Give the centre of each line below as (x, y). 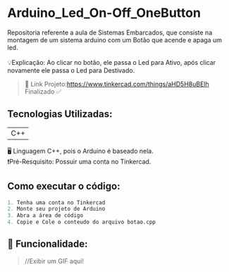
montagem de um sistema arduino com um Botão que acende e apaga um (114, 39)
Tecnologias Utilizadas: (60, 114)
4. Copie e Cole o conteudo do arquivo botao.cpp (82, 222)
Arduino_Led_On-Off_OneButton (104, 13)
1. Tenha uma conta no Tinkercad (56, 202)
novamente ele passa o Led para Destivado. (71, 70)
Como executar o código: (64, 186)
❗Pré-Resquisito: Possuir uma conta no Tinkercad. (79, 161)
